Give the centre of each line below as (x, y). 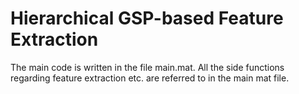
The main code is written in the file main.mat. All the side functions (147, 67)
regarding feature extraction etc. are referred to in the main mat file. (150, 78)
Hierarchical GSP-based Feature (147, 18)
